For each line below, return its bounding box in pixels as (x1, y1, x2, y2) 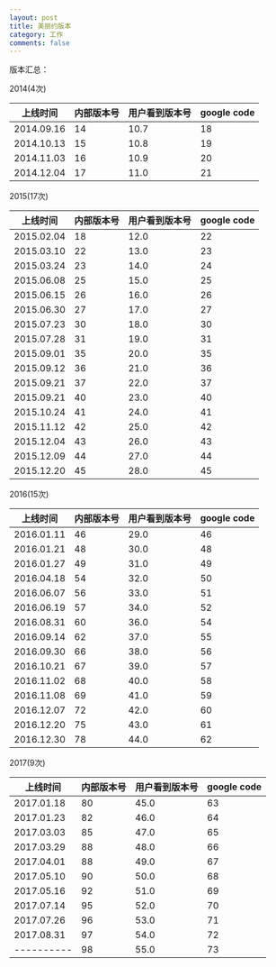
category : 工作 (9, 30, 64, 39)
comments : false (9, 38, 70, 48)
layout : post (9, 13, 58, 23)
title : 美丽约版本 (9, 22, 72, 31)
